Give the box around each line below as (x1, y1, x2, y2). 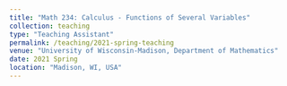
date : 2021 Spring (9, 55, 78, 64)
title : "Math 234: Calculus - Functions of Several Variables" (9, 13, 251, 22)
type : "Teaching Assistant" (9, 30, 115, 39)
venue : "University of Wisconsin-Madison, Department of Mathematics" (9, 47, 279, 56)
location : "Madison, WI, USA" (9, 64, 123, 73)
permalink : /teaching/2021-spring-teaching (9, 38, 175, 47)
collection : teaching (9, 21, 91, 30)
